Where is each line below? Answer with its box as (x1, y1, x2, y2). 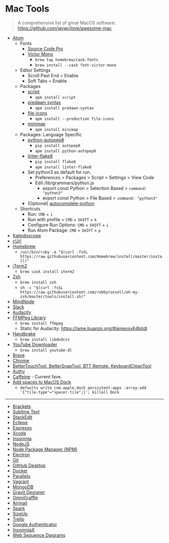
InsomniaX (12, 526, 35, 533)
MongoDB (12, 483, 34, 490)
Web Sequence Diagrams (12, 532, 65, 538)
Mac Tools (5, 3, 49, 15)
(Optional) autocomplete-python (27, 200, 95, 206)
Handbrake (12, 330, 36, 336)
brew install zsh (20, 280, 57, 285)
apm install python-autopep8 (35, 149, 97, 154)
